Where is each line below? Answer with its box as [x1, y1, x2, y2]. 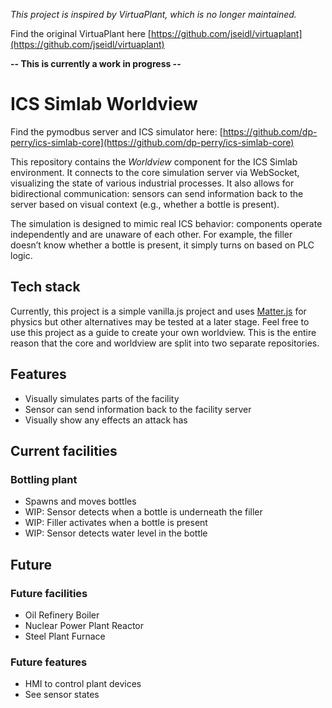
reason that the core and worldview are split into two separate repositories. [10, 337, 320, 349]
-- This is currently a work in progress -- [10, 58, 182, 69]
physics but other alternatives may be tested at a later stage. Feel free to [10, 315, 310, 328]
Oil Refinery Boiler [24, 609, 100, 621]
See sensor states [24, 689, 100, 701]
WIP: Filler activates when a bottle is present [24, 517, 208, 529]
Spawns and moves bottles [24, 495, 137, 508]
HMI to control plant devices [24, 678, 142, 690]
